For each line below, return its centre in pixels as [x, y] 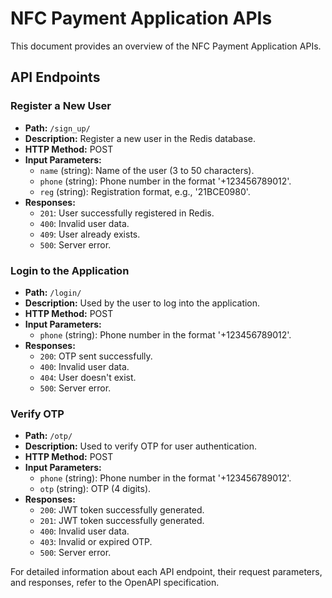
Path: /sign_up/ [57, 128]
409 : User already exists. [90, 234]
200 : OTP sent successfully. [96, 356]
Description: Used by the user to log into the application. [142, 303]
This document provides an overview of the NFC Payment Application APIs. [166, 46]
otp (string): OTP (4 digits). [95, 489]
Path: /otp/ [48, 436]
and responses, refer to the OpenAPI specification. [115, 583]
